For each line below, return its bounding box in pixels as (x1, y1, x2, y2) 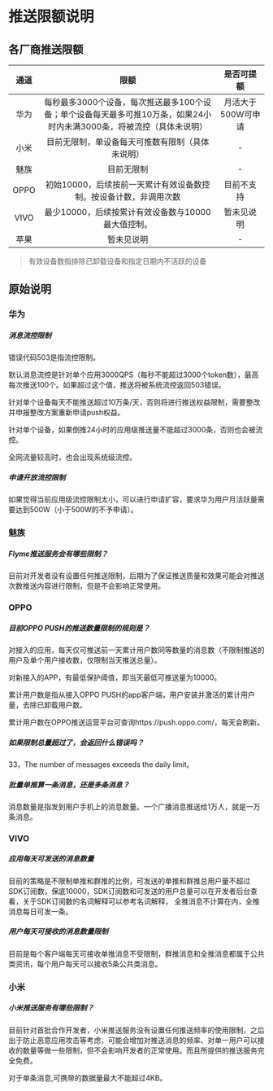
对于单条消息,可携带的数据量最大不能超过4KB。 (8, 1072, 167, 1083)
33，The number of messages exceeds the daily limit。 (8, 760, 194, 769)
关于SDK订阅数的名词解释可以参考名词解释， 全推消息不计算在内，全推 (22, 896, 260, 906)
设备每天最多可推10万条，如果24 (76, 109, 204, 120)
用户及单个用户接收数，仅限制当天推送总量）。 (8, 655, 162, 665)
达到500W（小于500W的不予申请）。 (15, 505, 138, 515)
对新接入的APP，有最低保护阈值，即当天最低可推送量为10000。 (8, 673, 222, 682)
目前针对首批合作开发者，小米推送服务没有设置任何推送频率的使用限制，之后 (8, 1025, 265, 1035)
